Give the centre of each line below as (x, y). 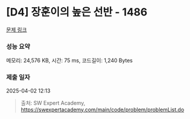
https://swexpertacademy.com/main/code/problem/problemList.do (102, 110)
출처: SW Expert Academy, (53, 103)
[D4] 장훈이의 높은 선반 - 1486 (77, 12)
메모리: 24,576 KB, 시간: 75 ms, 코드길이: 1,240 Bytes (69, 60)
